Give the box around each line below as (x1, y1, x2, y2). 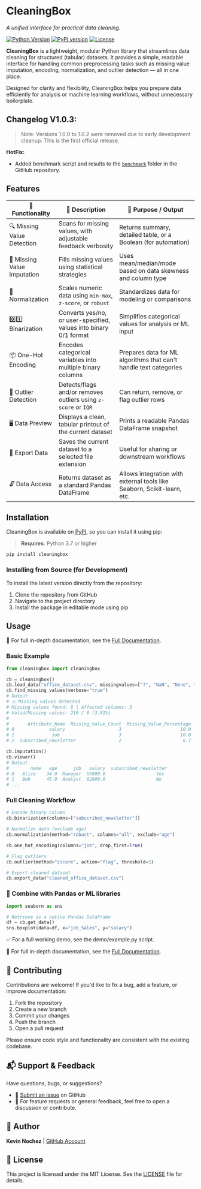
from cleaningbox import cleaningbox (6, 666, 100, 672)
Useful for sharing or (119, 445, 178, 453)
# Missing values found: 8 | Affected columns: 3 (6, 704, 133, 710)
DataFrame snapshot (119, 424, 178, 432)
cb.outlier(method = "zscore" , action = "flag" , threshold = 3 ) (6, 859, 154, 865)
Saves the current (59, 437, 109, 446)
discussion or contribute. (14, 1104, 77, 1111)
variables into (59, 356, 97, 364)
